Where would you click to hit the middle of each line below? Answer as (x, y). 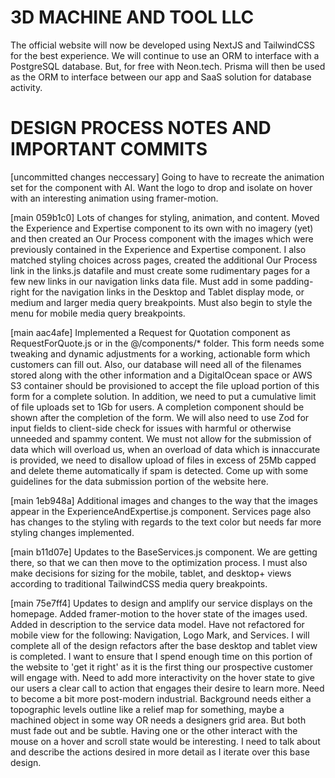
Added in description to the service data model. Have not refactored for (157, 624)
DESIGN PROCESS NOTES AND (141, 128)
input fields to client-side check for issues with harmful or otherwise (151, 428)
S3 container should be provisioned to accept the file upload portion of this (165, 385)
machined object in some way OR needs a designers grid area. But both (158, 720)
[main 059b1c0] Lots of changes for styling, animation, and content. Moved (165, 217)
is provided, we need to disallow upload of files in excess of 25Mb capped (163, 460)
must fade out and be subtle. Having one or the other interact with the (154, 730)
